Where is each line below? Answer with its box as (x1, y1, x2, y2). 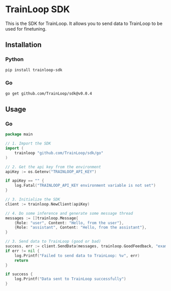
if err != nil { (5, 248, 40, 253)
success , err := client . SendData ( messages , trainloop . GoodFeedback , (5, 244, 154, 249)
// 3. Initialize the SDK (5, 197, 60, 202)
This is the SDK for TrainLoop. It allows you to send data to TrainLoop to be (5, 20, 163, 26)
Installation (5, 41, 42, 49)
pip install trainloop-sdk (5, 67, 63, 72)
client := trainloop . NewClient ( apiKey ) (5, 201, 90, 207)
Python (5, 56, 24, 63)
